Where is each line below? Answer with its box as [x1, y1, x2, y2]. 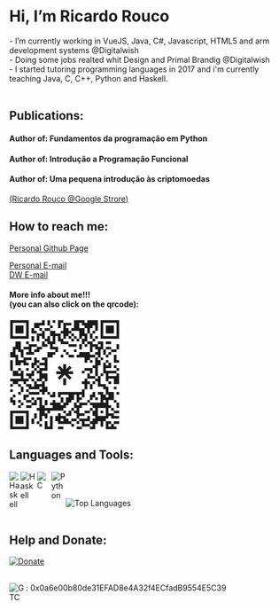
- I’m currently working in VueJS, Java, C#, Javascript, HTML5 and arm [9, 35, 270, 46]
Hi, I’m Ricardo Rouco [9, 6, 170, 27]
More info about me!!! [9, 290, 91, 301]
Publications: [9, 108, 84, 123]
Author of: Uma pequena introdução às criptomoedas [9, 174, 210, 184]
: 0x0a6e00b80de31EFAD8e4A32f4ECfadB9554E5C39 [26, 583, 227, 593]
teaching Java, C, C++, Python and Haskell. [9, 73, 168, 83]
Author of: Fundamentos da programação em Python [9, 133, 208, 144]
